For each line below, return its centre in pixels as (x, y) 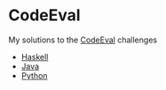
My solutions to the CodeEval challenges (83, 40)
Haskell (35, 56)
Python (34, 75)
